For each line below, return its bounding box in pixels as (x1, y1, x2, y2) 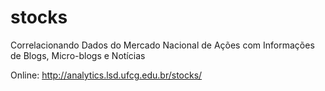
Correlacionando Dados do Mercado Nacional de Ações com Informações (10, 39, 315, 51)
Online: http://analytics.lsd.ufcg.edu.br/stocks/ (10, 69, 203, 81)
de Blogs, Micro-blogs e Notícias (10, 49, 146, 61)
